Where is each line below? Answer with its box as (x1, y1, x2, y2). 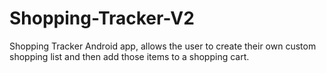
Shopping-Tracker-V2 (9, 7, 195, 30)
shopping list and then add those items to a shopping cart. (9, 50, 250, 62)
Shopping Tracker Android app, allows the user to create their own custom (9, 40, 317, 52)
